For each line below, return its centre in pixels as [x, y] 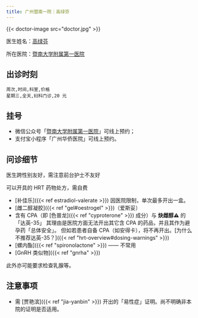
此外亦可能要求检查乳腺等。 [40, 265]
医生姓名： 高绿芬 [27, 41]
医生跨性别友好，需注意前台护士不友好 [53, 175]
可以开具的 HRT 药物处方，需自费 [47, 188]
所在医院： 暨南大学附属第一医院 [45, 54]
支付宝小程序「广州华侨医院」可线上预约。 [67, 139]
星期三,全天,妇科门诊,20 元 [36, 96]
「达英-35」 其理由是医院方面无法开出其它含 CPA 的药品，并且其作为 [100, 223]
